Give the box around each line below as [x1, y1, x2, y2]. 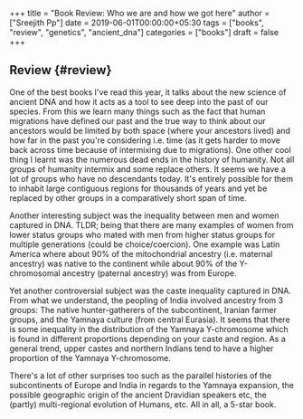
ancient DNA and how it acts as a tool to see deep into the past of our [9, 96, 269, 107]
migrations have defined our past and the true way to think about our [9, 115, 266, 126]
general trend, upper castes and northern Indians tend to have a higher [9, 343, 274, 354]
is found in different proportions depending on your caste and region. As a [9, 333, 287, 344]
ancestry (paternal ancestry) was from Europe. [62, 267, 237, 279]
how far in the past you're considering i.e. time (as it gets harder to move [9, 135, 280, 146]
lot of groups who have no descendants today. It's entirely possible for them [9, 173, 294, 184]
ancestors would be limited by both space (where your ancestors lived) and [9, 125, 291, 136]
